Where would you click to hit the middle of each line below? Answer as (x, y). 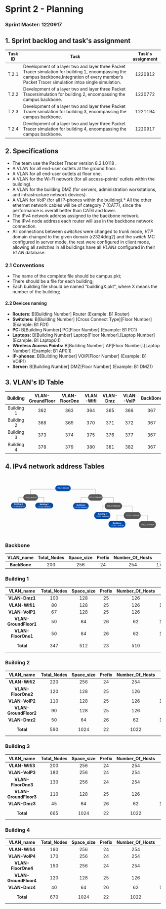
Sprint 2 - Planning (44, 9)
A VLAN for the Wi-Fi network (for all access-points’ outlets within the (83, 179)
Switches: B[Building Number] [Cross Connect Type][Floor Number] (82, 319)
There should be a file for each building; (53, 281)
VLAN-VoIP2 (22, 701)
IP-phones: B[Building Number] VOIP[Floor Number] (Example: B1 (79, 356)
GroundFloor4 (22, 880)
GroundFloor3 (22, 797)
